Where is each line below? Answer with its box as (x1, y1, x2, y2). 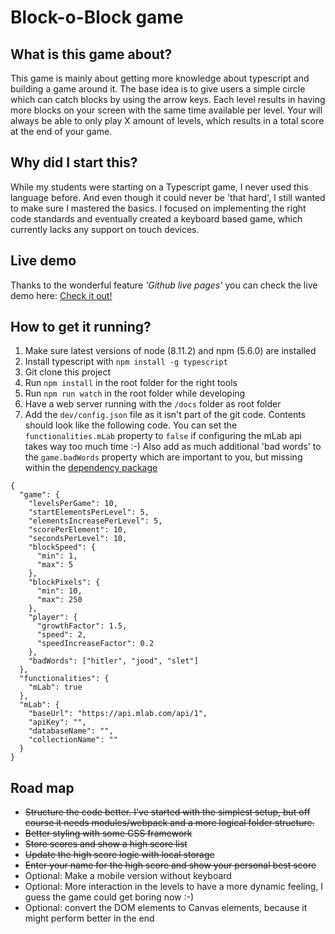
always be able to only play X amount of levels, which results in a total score (10, 115, 325, 126)
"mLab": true (28, 682, 83, 693)
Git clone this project (24, 366, 112, 378)
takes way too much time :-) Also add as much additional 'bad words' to (24, 441, 322, 453)
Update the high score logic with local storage (24, 849, 215, 861)
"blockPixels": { (28, 577, 101, 588)
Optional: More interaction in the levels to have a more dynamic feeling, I (24, 881, 324, 893)
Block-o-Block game (10, 6, 184, 29)
